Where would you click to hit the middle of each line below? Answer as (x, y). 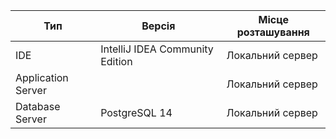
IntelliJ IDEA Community (157, 49)
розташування (273, 32)
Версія (158, 26)
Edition (116, 61)
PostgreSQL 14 (136, 112)
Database (38, 106)
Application (42, 77)
